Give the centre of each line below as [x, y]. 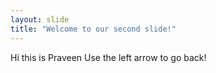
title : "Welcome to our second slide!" [93, 29]
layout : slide [40, 19]
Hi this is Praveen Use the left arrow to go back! [108, 57]
